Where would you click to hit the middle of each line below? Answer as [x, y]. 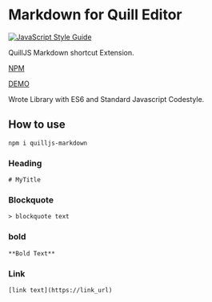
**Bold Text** [32, 253]
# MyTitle [25, 180]
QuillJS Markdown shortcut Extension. [71, 52]
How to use [37, 125]
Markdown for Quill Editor [95, 15]
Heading [25, 163]
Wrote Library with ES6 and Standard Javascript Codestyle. [106, 99]
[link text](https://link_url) [60, 290]
